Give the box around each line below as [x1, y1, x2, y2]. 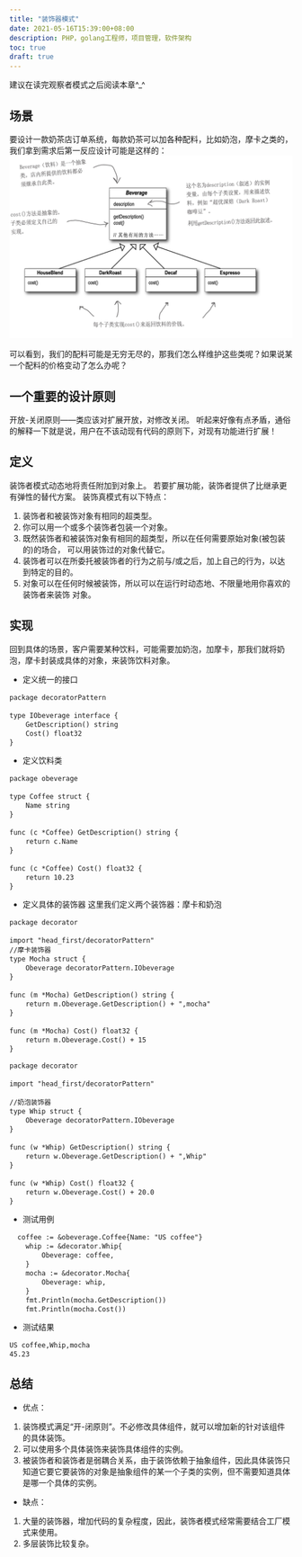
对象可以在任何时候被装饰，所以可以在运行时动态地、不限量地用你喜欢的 [22, 577, 290, 588]
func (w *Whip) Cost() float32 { [9, 1178, 135, 1187]
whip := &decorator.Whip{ [25, 1241, 123, 1250]
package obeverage [9, 774, 78, 783]
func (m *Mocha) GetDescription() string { [9, 990, 175, 999]
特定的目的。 [30, 567, 78, 577]
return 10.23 [25, 872, 75, 881]
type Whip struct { [9, 1106, 83, 1115]
